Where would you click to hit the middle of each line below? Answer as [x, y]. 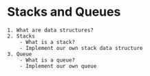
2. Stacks [21, 36]
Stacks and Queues [64, 12]
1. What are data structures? [51, 30]
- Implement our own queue [58, 66]
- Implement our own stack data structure [81, 48]
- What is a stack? [47, 42]
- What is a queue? [47, 60]
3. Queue [20, 54]
